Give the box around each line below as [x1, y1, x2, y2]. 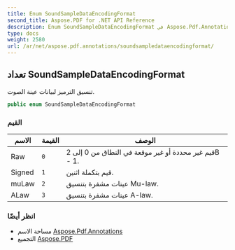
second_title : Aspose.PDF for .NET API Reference [7, 17, 155, 24]
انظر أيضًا [7, 211, 36, 221]
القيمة [41, 135, 59, 145]
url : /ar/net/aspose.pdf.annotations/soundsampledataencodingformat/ [7, 43, 215, 50]
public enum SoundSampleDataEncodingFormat [7, 101, 136, 108]
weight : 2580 [7, 36, 45, 43]
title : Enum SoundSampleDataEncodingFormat [7, 10, 136, 18]
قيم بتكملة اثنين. [66, 167, 114, 177]
